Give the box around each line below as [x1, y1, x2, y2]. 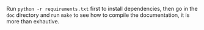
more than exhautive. [6, 18, 60, 25]
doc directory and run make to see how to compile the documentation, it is [6, 11, 190, 19]
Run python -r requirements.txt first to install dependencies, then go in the [6, 5, 198, 12]
